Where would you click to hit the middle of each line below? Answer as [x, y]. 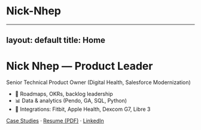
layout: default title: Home [56, 40]
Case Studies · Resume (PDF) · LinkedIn [55, 121]
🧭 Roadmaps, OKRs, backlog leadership [64, 94]
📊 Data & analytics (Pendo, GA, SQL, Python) [71, 101]
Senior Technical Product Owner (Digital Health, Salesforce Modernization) [99, 82]
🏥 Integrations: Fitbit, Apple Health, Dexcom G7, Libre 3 [83, 109]
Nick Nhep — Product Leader [80, 66]
